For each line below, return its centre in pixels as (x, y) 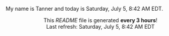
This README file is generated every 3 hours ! (100, 20)
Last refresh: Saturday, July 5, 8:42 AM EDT (100, 27)
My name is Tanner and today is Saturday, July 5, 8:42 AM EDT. (84, 9)
